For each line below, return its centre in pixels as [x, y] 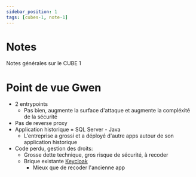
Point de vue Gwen [54, 88]
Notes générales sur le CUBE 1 [44, 63]
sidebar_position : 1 [32, 12]
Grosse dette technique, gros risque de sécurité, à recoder [96, 155]
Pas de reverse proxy [41, 123]
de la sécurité [41, 117]
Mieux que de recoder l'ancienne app [79, 167]
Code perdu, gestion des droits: [54, 149]
